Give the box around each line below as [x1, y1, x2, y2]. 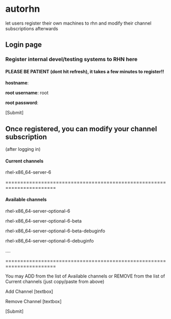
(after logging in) [5, 146, 41, 152]
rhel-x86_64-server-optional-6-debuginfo [5, 237, 94, 244]
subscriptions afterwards [5, 25, 58, 31]
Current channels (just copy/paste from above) [5, 278, 105, 285]
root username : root [5, 90, 49, 96]
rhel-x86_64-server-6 [5, 169, 51, 175]
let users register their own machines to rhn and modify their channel [5, 20, 151, 26]
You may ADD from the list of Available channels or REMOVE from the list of [5, 273, 165, 279]
